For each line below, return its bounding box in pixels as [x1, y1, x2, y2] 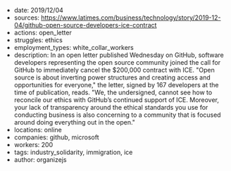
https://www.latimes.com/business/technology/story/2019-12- [41, 13, 221, 22]
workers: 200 [13, 141, 54, 148]
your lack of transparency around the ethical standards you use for [13, 103, 208, 111]
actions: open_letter [13, 28, 72, 37]
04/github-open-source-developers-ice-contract [13, 21, 157, 29]
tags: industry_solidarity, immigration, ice [13, 148, 133, 156]
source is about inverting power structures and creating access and [13, 73, 211, 82]
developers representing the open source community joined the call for [13, 58, 220, 66]
